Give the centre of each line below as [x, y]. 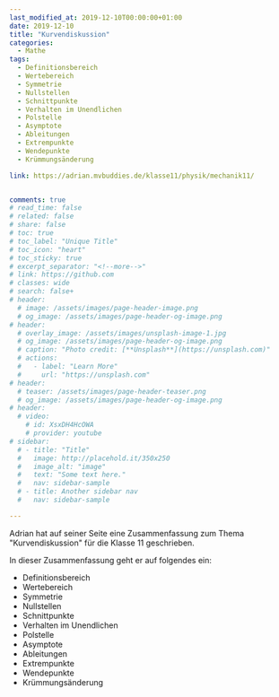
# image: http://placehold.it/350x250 [94, 458]
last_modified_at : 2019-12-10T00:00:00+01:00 [96, 17]
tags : [19, 59]
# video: [34, 417]
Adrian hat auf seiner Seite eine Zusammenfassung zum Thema [127, 533]
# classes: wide [39, 283]
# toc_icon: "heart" [48, 249]
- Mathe [32, 51]
